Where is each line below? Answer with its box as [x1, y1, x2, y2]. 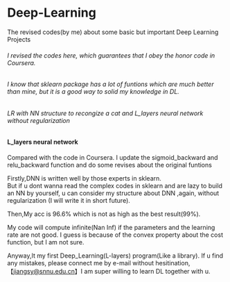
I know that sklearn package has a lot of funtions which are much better [7, 80, 214, 88]
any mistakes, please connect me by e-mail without [7, 258, 154, 267]
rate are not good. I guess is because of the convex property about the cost [7, 231, 224, 239]
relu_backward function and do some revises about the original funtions [7, 160, 213, 169]
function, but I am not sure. [7, 238, 85, 246]
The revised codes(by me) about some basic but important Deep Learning [7, 28, 219, 36]
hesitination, [155, 258, 191, 267]
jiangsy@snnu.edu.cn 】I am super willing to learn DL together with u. [13, 267, 211, 275]
